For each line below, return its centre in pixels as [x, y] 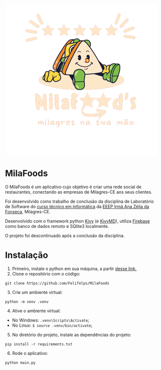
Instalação [27, 255]
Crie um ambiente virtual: [37, 292]
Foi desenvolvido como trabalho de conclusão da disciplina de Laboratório [80, 201]
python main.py [20, 363]
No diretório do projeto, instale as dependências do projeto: [72, 335]
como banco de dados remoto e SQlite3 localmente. [57, 226]
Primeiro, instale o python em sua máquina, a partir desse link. [74, 269]
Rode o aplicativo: [30, 353]
